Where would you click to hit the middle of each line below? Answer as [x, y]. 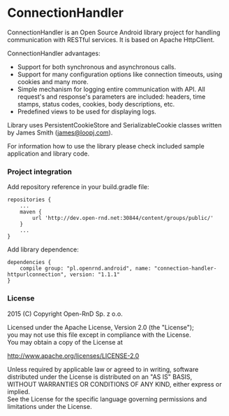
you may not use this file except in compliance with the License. [99, 335]
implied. [19, 391]
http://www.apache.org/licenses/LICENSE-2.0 [73, 356]
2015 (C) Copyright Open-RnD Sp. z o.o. [65, 314]
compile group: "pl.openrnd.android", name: [86, 269]
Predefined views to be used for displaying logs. [87, 111]
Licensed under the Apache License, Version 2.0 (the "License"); [101, 327]
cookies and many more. [53, 81]
